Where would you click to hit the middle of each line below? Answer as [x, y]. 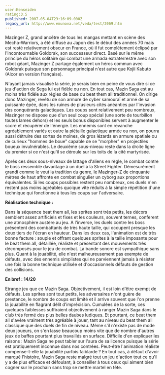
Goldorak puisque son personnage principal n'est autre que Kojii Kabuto [78, 69]
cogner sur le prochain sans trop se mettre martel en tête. [64, 368]
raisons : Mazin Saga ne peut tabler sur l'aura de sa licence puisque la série [82, 341]
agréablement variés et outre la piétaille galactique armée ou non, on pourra [82, 131]
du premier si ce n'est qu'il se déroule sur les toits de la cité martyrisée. [78, 152]
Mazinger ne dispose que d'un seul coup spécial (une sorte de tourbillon [79, 115]
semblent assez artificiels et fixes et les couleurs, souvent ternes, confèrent [82, 217]
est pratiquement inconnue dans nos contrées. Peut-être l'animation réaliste [82, 346]
